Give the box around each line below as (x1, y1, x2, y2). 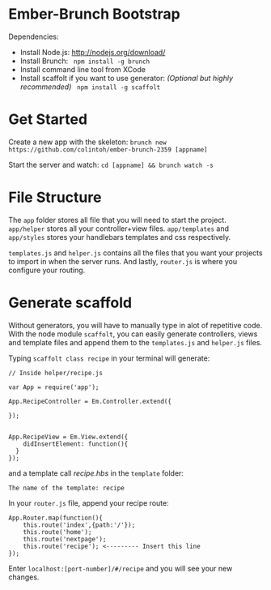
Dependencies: (8, 32, 59, 41)
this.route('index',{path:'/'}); (23, 520, 136, 529)
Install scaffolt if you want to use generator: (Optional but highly (19, 73, 233, 83)
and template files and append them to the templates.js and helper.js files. (8, 337, 263, 347)
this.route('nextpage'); (23, 535, 107, 543)
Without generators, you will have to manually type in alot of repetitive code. (8, 320, 263, 330)
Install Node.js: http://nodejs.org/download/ (19, 47, 166, 57)
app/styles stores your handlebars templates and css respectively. (8, 232, 231, 242)
